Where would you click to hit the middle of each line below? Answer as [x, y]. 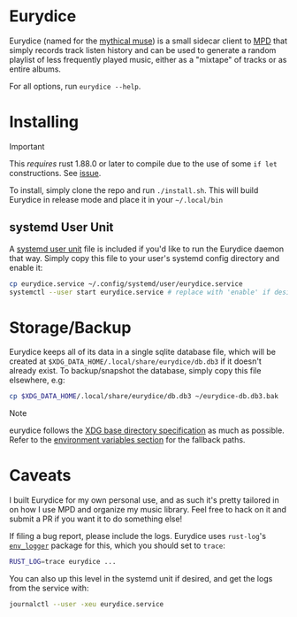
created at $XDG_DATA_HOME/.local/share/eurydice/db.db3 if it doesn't [136, 361]
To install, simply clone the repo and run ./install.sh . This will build [134, 190]
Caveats [40, 476]
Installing [44, 122]
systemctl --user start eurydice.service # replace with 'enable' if [140, 292]
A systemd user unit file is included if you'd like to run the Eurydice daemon [147, 249]
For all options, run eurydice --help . [75, 86]
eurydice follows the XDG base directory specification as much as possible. [147, 430]
